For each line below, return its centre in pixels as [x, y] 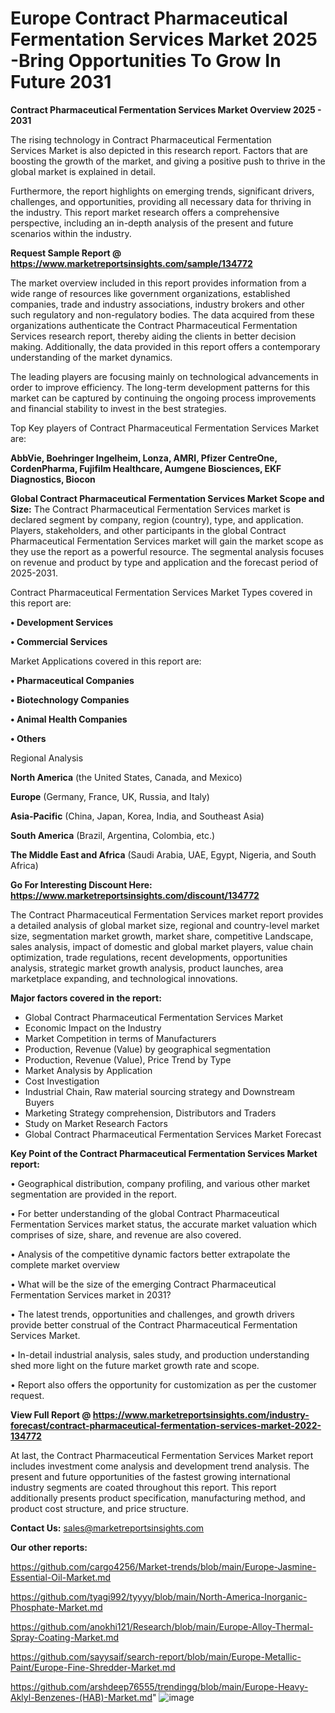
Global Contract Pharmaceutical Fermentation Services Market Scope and [167, 498]
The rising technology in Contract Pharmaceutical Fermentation [141, 139]
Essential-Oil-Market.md [61, 1577]
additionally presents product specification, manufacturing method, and [158, 1498]
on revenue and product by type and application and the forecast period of [164, 562]
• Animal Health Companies [69, 719]
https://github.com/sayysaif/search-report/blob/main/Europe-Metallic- [156, 1656]
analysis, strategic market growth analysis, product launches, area [147, 968]
